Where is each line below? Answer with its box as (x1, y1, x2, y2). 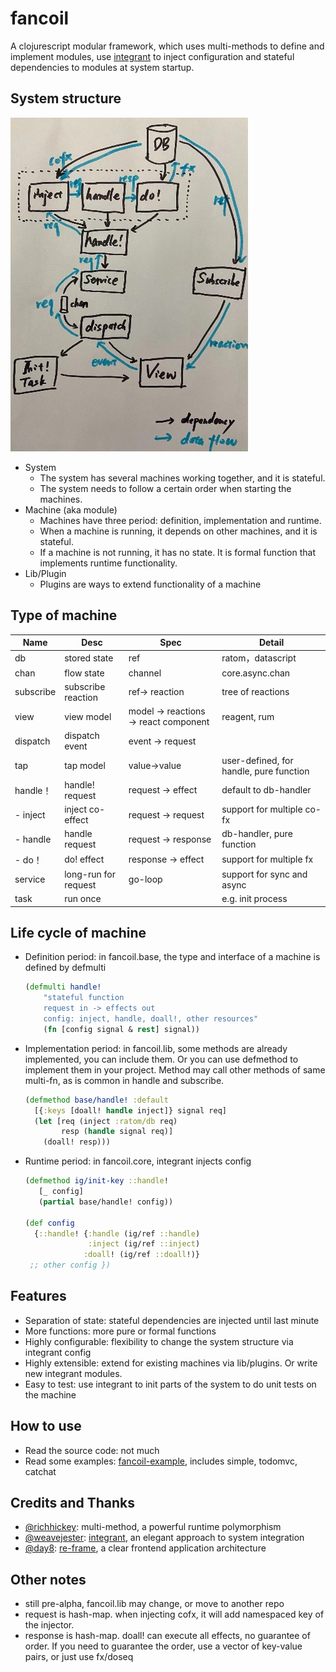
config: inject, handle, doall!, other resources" (43, 1014, 259, 1024)
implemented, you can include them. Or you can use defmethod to (24, 1053, 299, 1065)
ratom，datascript (221, 652, 297, 664)
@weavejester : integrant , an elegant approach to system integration (24, 1532, 305, 1544)
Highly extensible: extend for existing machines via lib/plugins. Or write (24, 1357, 318, 1369)
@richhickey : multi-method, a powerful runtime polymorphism (24, 1521, 282, 1533)
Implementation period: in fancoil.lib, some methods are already (24, 1042, 288, 1054)
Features (10, 1288, 67, 1305)
